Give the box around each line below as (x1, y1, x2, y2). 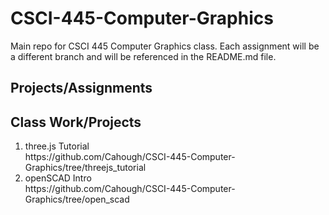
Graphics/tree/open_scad (24, 193, 130, 206)
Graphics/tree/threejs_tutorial (24, 162, 147, 174)
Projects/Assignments (10, 80, 153, 97)
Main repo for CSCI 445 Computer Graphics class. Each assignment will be (10, 40, 320, 52)
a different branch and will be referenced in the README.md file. (10, 50, 277, 62)
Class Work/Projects (10, 113, 142, 131)
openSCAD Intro (24, 172, 92, 184)
